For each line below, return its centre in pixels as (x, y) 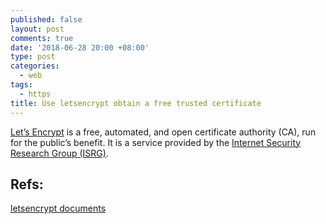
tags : (21, 85)
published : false (46, 19)
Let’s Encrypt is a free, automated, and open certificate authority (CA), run (163, 132)
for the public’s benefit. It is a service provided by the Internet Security (156, 142)
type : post (33, 57)
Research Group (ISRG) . (59, 153)
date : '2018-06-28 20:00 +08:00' (80, 47)
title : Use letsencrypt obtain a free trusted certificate (136, 103)
